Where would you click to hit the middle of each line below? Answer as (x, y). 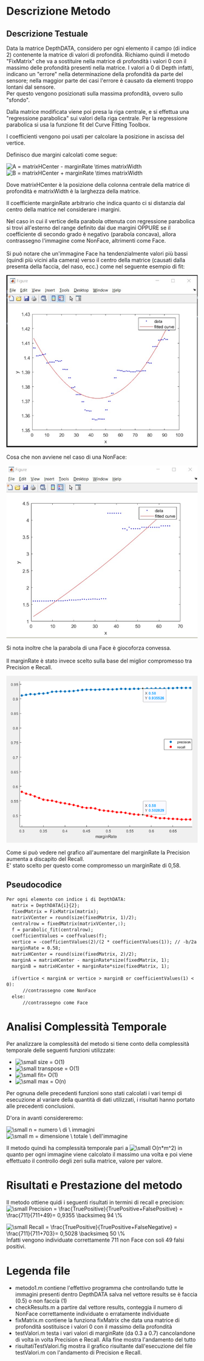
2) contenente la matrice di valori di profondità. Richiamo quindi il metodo (98, 55)
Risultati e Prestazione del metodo (94, 1185)
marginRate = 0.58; (36, 948)
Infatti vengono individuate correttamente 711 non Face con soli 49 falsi (95, 1240)
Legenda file (39, 1271)
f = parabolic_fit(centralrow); (53, 930)
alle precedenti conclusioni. (41, 1106)
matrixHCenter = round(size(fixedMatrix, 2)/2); (74, 954)
